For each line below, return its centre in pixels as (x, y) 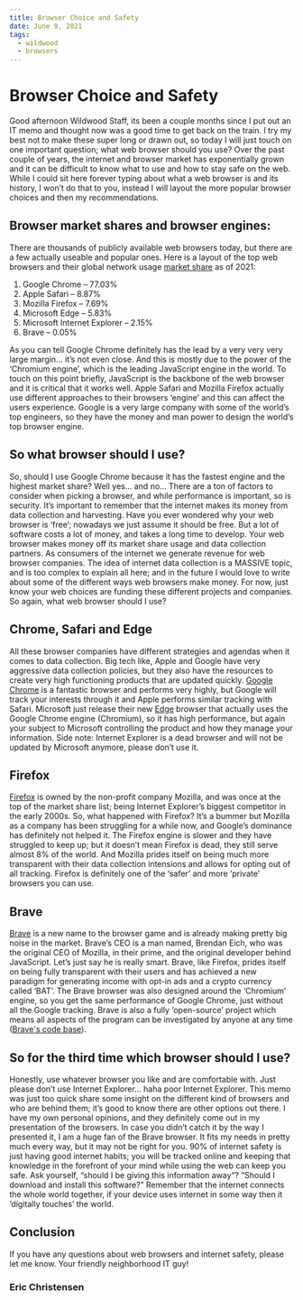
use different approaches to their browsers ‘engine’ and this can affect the (147, 397)
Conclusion (42, 1232)
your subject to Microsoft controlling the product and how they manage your (151, 728)
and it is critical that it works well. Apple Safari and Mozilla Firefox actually (147, 388)
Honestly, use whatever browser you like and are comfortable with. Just (143, 1079)
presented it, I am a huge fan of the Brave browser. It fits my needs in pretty (150, 1137)
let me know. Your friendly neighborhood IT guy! (99, 1263)
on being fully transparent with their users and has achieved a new (133, 972)
